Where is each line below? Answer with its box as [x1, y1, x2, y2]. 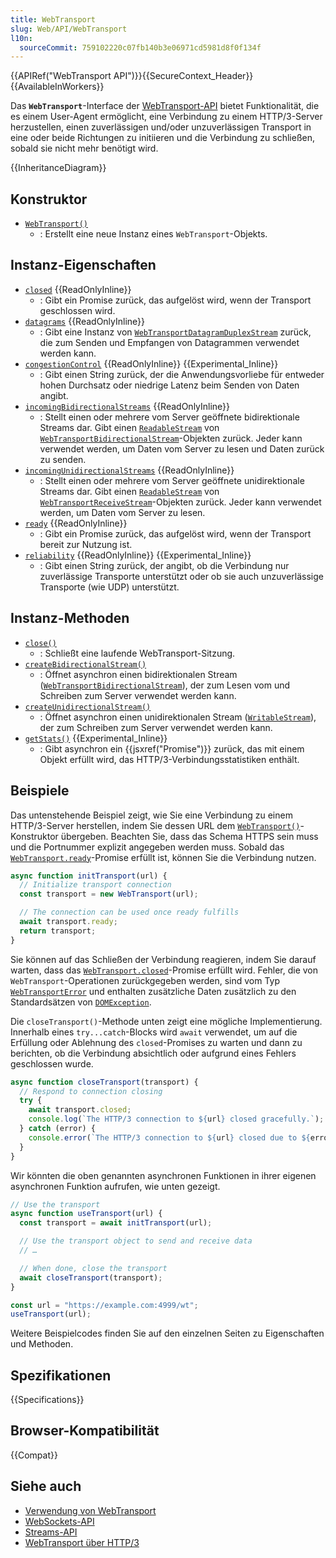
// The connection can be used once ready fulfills [19, 907, 240, 918]
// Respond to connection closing [19, 1086, 163, 1096]
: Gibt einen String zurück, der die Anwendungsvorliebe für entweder [39, 368, 325, 380]
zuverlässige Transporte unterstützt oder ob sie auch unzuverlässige [39, 570, 324, 582]
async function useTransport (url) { [10, 1209, 163, 1219]
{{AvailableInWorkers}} [10, 81, 105, 93]
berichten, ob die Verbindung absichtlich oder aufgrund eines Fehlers [10, 1047, 297, 1059]
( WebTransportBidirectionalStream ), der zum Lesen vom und [39, 679, 291, 691]
